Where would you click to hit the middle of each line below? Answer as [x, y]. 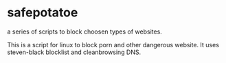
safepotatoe [43, 13]
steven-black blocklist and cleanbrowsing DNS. [74, 52]
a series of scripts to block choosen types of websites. [85, 32]
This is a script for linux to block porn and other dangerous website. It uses [113, 45]
